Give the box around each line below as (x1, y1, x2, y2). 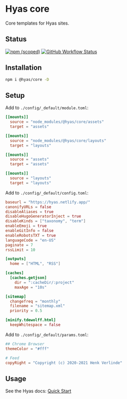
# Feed (5, 355, 19, 361)
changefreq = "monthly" (10, 299, 60, 304)
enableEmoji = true (5, 223, 47, 228)
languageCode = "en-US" (5, 238, 56, 243)
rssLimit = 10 (5, 247, 36, 253)
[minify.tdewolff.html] (5, 318, 56, 323)
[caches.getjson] (10, 275, 47, 280)
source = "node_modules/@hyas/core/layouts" (10, 138, 107, 143)
